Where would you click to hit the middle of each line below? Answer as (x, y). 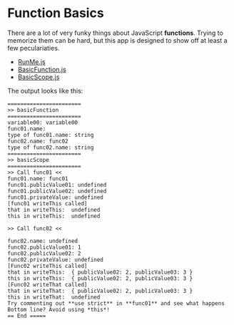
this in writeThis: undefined (54, 216)
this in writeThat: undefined (54, 297)
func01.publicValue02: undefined (57, 191)
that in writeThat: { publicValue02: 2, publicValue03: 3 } (100, 291)
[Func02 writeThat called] (47, 284)
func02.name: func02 (38, 141)
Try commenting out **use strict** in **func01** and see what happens (116, 303)
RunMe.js (31, 61)
